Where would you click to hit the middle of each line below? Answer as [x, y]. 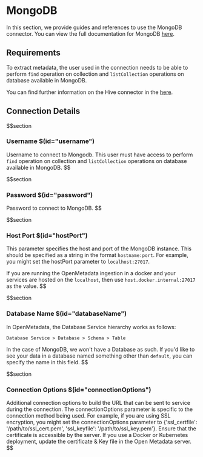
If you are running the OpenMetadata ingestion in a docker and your [91, 273]
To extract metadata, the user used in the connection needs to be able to [97, 67]
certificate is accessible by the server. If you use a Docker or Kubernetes [97, 435]
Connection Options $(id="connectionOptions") [79, 390]
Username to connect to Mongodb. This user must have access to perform [100, 155]
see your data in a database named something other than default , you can [99, 356]
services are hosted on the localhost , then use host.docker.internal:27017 [101, 280]
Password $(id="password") [49, 195]
